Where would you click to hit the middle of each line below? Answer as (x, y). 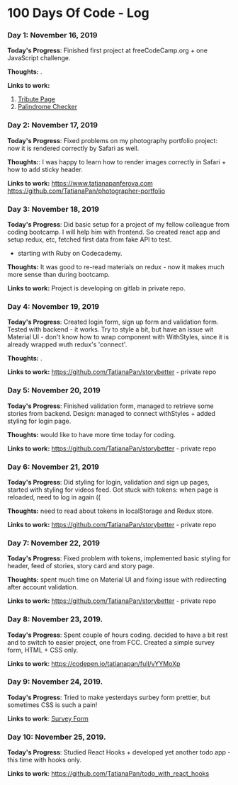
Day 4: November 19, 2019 (53, 306)
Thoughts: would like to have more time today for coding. (91, 434)
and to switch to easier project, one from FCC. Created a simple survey (111, 642)
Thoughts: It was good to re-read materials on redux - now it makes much (116, 267)
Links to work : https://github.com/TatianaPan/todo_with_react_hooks (108, 774)
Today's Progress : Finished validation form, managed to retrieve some (110, 406)
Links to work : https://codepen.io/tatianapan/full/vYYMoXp (94, 663)
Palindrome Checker (47, 107)
